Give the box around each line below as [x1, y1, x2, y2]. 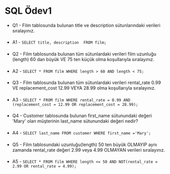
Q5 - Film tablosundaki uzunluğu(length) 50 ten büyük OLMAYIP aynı [12, 141, 157, 148]
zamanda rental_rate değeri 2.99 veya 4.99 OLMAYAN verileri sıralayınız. [12, 147, 165, 153]
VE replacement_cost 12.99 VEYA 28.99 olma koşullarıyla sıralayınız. [12, 85, 156, 91]
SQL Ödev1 [5, 5, 52, 17]
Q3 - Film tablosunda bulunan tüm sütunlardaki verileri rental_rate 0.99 [12, 79, 161, 86]
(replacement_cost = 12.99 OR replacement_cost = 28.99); [12, 102, 138, 107]
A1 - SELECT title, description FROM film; [12, 39, 107, 45]
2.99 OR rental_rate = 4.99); [12, 164, 77, 169]
